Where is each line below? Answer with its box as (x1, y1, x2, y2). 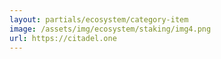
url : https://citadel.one (9, 33, 117, 43)
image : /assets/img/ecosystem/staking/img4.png (9, 24, 212, 34)
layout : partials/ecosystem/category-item (9, 14, 189, 25)
